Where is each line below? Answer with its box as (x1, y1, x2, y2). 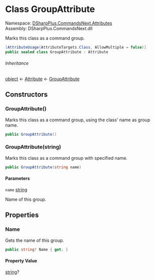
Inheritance (5, 60, 29, 66)
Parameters (5, 175, 30, 181)
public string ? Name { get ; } (5, 247, 68, 252)
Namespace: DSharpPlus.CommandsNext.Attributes (5, 20, 112, 26)
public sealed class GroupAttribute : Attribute (5, 49, 108, 55)
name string (5, 186, 27, 192)
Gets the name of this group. (5, 237, 64, 243)
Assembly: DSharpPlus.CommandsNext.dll (5, 25, 92, 31)
